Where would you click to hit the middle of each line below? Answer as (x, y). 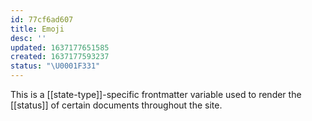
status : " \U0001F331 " (55, 66)
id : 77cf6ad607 (42, 19)
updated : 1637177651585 (60, 47)
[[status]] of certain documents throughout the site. (116, 105)
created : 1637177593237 (60, 57)
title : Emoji (37, 29)
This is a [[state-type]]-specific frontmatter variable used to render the (156, 94)
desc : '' (28, 38)
